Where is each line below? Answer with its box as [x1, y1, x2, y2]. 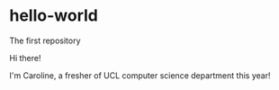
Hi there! [9, 52, 41, 63]
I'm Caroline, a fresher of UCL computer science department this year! [9, 69, 271, 81]
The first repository [9, 35, 81, 46]
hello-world [9, 5, 99, 26]
